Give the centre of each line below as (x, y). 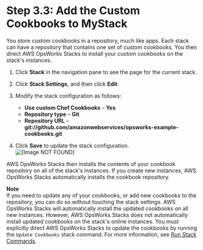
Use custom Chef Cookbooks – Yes (70, 107)
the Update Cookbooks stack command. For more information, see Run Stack (102, 234)
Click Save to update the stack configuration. (72, 145)
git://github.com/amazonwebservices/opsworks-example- (102, 127)
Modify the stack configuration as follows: (68, 96)
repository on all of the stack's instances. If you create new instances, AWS (102, 170)
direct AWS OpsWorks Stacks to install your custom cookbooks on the (95, 53)
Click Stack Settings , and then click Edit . (67, 84)
